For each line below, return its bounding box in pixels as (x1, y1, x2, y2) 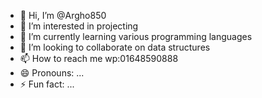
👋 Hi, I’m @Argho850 (19, 10, 107, 21)
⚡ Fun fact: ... (19, 78, 75, 90)
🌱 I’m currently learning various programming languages (19, 31, 253, 42)
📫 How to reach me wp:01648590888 (19, 53, 179, 64)
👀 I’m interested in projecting (19, 20, 139, 32)
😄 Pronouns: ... (19, 67, 85, 79)
